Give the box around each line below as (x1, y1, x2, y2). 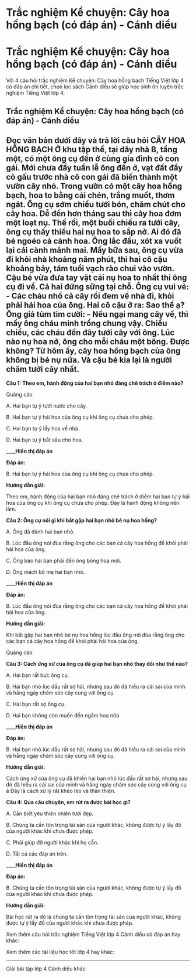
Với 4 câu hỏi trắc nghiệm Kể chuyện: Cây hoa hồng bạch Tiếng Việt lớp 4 (6, 77, 184, 84)
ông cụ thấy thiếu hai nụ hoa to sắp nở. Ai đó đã (6, 227, 181, 237)
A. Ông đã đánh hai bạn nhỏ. (6, 528, 75, 535)
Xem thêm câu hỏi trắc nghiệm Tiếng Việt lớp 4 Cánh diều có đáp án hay (6, 931, 181, 938)
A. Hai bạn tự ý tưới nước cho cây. (6, 402, 87, 409)
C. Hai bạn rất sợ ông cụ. (6, 700, 66, 708)
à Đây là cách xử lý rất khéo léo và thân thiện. (6, 788, 116, 795)
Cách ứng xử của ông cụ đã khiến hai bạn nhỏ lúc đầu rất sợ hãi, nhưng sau (6, 775, 188, 782)
